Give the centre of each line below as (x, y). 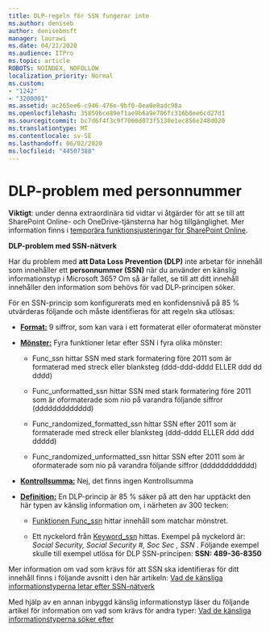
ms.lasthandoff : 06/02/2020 (56, 143)
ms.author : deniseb (41, 23)
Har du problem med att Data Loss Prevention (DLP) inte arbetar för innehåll (135, 262)
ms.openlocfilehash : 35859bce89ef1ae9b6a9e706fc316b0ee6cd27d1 (117, 114)
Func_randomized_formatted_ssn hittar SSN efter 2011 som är (134, 424)
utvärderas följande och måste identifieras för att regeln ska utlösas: (122, 312)
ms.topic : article (39, 61)
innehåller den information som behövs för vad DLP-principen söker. (122, 287)
